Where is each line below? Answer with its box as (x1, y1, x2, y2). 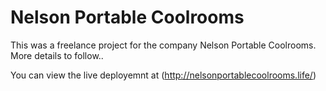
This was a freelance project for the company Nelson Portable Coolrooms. (10, 39, 317, 51)
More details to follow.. (10, 49, 104, 61)
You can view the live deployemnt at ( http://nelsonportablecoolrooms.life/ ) (10, 69, 317, 81)
